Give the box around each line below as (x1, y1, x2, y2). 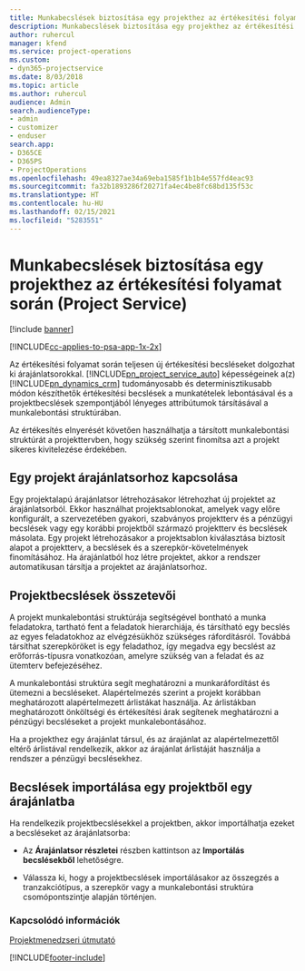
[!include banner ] (9, 323, 74, 334)
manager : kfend (9, 38, 67, 48)
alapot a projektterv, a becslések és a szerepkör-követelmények (9, 542, 249, 554)
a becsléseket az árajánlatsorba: (9, 828, 131, 838)
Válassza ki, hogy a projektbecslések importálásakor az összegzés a (22, 872, 280, 883)
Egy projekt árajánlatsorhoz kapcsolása (9, 469, 239, 485)
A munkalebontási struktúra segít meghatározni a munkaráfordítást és (9, 678, 271, 689)
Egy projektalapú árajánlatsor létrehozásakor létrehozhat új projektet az (9, 494, 277, 505)
